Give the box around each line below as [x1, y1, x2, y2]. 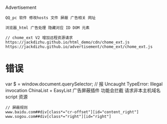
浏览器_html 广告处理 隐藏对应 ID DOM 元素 [5, 25, 90, 30]
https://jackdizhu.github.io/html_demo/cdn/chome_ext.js [5, 40, 130, 45]
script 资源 [5, 94, 28, 100]
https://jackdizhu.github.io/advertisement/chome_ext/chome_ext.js [5, 44, 153, 49]
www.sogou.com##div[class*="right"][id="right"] [5, 114, 112, 119]
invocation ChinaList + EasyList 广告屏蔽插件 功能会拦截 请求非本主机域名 [5, 87, 161, 93]
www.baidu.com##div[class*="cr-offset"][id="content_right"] [5, 109, 139, 115]
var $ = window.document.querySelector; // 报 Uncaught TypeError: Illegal [5, 81, 163, 87]
